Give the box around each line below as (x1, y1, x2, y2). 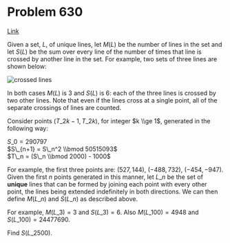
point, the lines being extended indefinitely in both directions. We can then (7, 187, 218, 196)
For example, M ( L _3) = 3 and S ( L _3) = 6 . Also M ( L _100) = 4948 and (7, 208, 199, 216)
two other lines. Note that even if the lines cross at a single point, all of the (7, 96, 218, 104)
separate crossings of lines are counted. (7, 103, 122, 112)
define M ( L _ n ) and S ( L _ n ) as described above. (7, 194, 138, 203)
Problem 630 (7, 4, 83, 20)
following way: (7, 124, 48, 132)
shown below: (7, 62, 47, 70)
